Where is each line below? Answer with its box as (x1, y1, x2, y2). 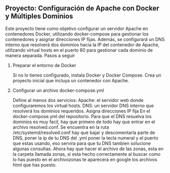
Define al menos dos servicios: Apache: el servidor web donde (12, 97, 144, 103)
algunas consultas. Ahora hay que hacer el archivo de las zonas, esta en (12, 146, 163, 152)
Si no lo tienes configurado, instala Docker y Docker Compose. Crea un (12, 72, 161, 78)
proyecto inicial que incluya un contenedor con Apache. (12, 77, 130, 83)
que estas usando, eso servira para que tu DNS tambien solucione (12, 140, 151, 146)
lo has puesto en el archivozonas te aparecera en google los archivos (12, 156, 158, 162)
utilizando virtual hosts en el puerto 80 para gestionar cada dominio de (5, 47, 153, 53)
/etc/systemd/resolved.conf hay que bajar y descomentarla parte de (12, 129, 155, 135)
